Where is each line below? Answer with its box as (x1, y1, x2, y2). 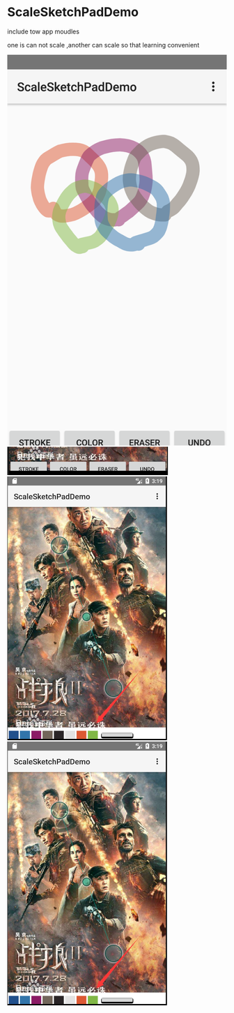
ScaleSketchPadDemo (7, 4, 139, 20)
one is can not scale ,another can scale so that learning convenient (7, 40, 200, 49)
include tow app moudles (7, 27, 80, 36)
